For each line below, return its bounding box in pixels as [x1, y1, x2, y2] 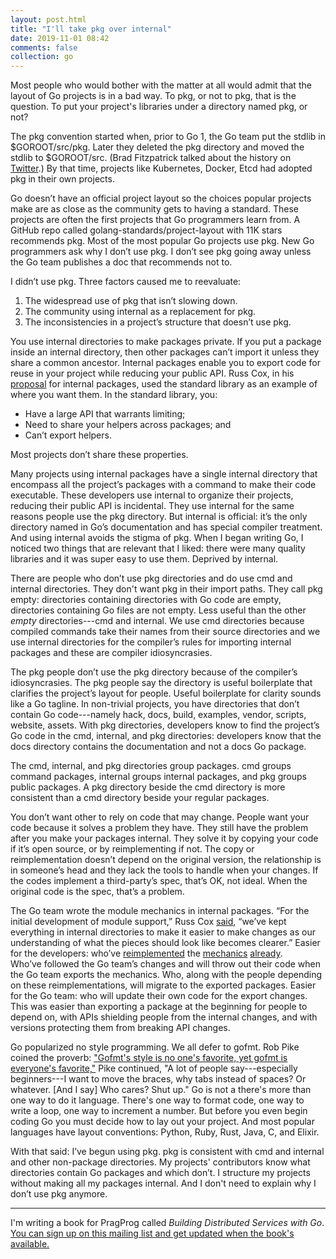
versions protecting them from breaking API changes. [10, 1022, 231, 1034]
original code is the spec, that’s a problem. [10, 886, 185, 898]
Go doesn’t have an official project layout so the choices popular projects [10, 192, 312, 205]
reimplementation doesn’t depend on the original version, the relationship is [10, 854, 322, 866]
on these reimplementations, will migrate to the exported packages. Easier [10, 979, 317, 991]
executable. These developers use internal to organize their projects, [10, 489, 294, 501]
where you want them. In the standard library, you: [10, 389, 218, 401]
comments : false [10, 42, 78, 53]
